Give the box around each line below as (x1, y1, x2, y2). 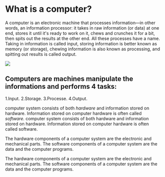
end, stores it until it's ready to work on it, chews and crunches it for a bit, (5, 30, 155, 36)
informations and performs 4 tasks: (5, 82, 117, 91)
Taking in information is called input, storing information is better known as (5, 40, 157, 46)
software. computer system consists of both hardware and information (5, 115, 149, 121)
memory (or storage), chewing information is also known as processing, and (5, 46, 161, 52)
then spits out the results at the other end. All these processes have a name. (5, 35, 161, 41)
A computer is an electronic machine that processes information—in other (5, 20, 156, 26)
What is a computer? (5, 3, 92, 15)
